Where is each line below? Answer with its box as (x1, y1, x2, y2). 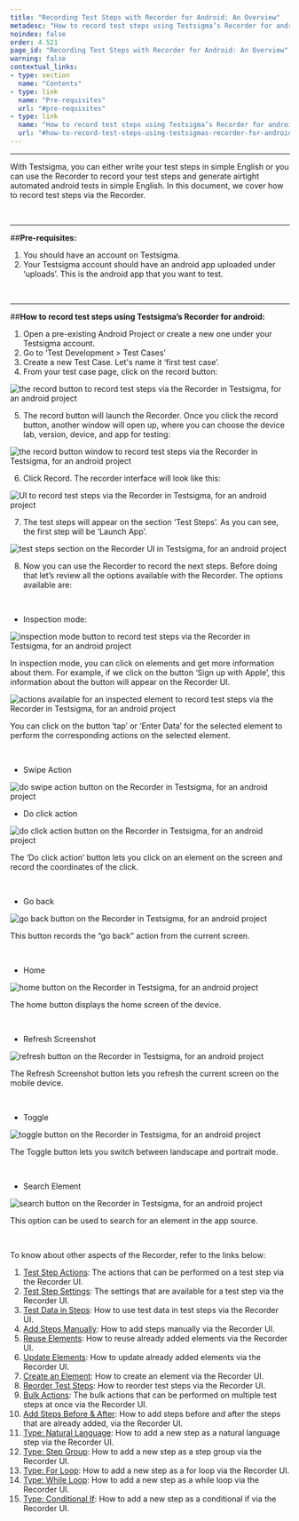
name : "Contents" (18, 79, 83, 88)
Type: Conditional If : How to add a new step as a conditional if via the (22, 1493, 277, 1504)
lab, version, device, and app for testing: (22, 428, 171, 440)
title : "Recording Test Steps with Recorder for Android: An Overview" (10, 12, 280, 22)
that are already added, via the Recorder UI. (22, 1418, 184, 1429)
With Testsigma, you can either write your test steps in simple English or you (10, 161, 289, 171)
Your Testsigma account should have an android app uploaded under (22, 259, 276, 269)
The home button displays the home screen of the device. (10, 999, 222, 1009)
